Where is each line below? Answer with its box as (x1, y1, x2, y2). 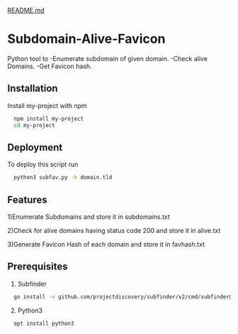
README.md (7, 6, 45, 14)
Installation (7, 82, 58, 95)
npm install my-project (13, 115, 84, 122)
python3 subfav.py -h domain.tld (13, 174, 113, 181)
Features (7, 193, 47, 205)
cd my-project (13, 122, 55, 129)
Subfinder (17, 279, 47, 288)
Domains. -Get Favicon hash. (7, 62, 92, 70)
